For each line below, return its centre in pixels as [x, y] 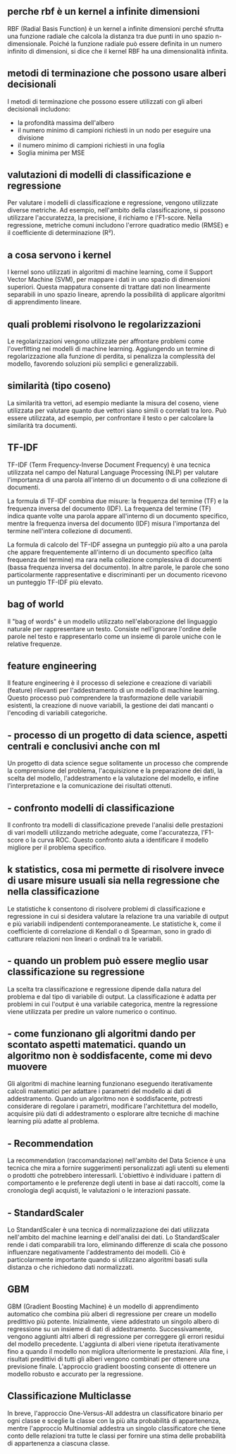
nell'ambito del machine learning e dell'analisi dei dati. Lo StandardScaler [113, 1237]
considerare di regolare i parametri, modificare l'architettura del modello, [113, 1106]
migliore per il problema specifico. [57, 847]
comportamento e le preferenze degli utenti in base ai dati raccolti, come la [116, 1183]
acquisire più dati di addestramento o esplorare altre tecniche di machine [113, 1114]
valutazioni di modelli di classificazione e [99, 175]
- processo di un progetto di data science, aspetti [117, 735]
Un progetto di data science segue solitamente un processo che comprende [118, 763]
